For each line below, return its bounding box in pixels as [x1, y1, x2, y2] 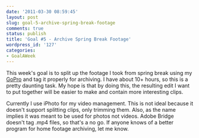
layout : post [6, 14, 39, 20]
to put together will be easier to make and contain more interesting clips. [6, 88, 184, 95]
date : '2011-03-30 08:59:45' [6, 8, 78, 15]
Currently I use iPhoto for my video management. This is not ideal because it [6, 99, 194, 107]
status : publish [6, 31, 46, 37]
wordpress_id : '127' [6, 42, 58, 48]
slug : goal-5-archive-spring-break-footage [6, 20, 116, 26]
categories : [6, 48, 36, 54]
